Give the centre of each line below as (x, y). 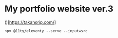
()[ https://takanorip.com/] (30, 22)
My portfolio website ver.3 (59, 9)
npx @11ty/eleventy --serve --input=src (46, 31)
